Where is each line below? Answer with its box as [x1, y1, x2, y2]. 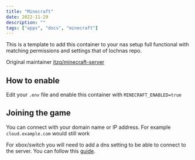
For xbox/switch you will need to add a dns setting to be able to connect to [6, 141, 186, 148]
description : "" [6, 19, 46, 25]
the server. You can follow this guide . [6, 147, 95, 154]
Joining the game [6, 108, 71, 118]
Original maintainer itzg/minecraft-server [6, 59, 105, 66]
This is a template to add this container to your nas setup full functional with [6, 41, 189, 48]
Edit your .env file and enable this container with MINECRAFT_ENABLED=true [6, 91, 182, 98]
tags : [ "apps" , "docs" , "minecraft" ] [6, 25, 98, 31]
